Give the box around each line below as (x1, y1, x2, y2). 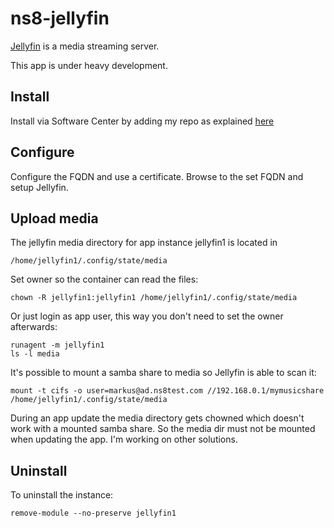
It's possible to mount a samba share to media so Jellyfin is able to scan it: (10, 367, 317, 379)
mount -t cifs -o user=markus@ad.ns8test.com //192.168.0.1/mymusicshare (10, 386, 325, 396)
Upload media (10, 210, 99, 227)
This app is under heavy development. (10, 59, 168, 71)
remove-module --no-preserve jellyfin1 (10, 508, 177, 519)
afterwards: (10, 321, 58, 333)
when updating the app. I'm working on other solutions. (10, 433, 238, 446)
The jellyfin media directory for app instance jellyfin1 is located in (10, 237, 278, 249)
